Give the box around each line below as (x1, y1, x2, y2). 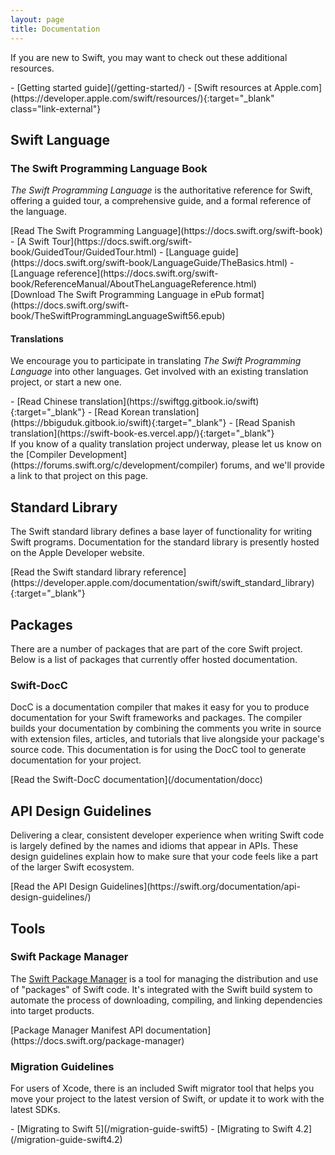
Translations (10, 332, 64, 345)
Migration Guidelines (10, 1059, 115, 1073)
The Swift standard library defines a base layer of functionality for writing (10, 526, 312, 538)
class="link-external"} (10, 102, 102, 115)
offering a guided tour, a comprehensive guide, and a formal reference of (10, 195, 312, 207)
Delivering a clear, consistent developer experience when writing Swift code (10, 829, 325, 841)
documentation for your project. (10, 754, 142, 766)
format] (233, 289, 265, 301)
